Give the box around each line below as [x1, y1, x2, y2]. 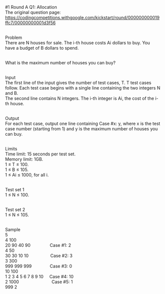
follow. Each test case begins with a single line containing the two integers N [5, 85, 161, 90]
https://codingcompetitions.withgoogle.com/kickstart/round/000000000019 [5, 15, 160, 20]
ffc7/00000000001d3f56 [5, 20, 56, 26]
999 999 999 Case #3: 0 [5, 263, 72, 269]
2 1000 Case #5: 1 [5, 279, 73, 285]
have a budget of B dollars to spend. [5, 45, 79, 51]
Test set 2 [5, 206, 26, 212]
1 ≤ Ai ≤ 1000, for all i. [5, 172, 49, 177]
